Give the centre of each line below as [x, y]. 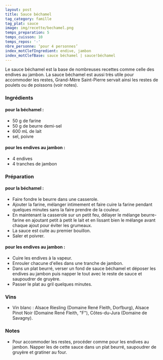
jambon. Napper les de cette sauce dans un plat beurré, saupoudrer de [84, 347]
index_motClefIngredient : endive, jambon [48, 51]
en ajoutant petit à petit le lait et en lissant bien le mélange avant [91, 220]
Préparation [20, 176]
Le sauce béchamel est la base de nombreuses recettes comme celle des [80, 69]
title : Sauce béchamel [28, 14]
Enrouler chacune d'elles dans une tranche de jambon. [68, 263]
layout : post [18, 10]
